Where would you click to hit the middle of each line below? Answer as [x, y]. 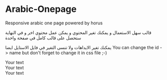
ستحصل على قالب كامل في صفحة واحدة [43, 38]
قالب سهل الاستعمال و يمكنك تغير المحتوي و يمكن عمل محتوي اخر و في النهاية [78, 32]
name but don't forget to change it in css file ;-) [58, 53]
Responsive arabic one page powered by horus [54, 23]
